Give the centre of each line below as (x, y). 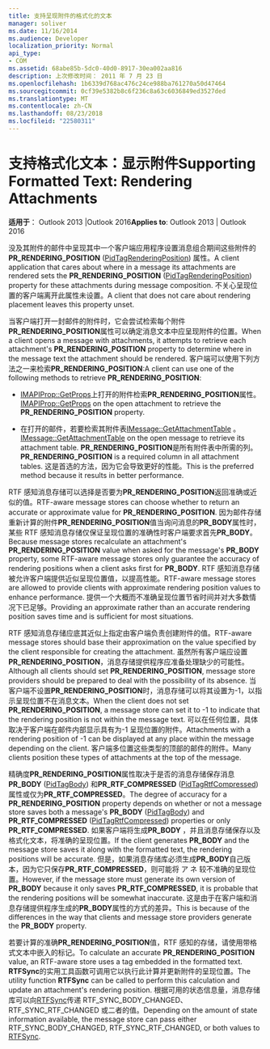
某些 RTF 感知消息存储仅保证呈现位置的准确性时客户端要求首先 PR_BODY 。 (133, 532)
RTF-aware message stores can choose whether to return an (138, 501)
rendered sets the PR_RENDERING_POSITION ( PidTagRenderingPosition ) (130, 275)
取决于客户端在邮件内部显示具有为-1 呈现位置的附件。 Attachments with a (129, 730)
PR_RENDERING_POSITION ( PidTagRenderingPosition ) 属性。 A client (124, 258)
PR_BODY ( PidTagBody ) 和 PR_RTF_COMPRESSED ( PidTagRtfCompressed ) (133, 784)
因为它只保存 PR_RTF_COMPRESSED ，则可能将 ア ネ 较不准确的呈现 (135, 869)
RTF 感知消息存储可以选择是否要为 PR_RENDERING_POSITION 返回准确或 (129, 492)
